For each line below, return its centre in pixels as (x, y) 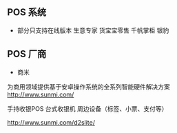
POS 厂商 (27, 54)
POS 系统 (27, 12)
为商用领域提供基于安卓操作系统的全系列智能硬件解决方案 (88, 86)
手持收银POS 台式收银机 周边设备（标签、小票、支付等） (87, 108)
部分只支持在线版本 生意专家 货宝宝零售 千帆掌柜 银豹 (93, 30)
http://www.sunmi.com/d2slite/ (51, 122)
